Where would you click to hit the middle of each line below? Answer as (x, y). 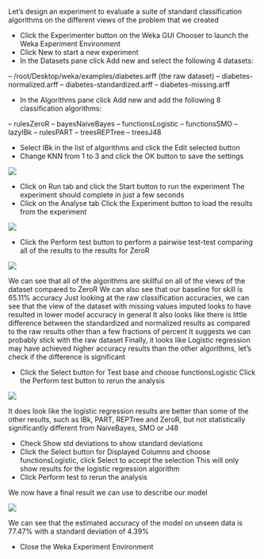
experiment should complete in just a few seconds (102, 195)
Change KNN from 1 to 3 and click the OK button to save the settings (132, 156)
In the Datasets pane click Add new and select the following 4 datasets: (136, 60)
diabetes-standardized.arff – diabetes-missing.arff (148, 84)
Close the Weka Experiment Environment (86, 547)
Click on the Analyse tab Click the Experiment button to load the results (136, 203)
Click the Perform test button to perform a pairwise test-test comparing (136, 242)
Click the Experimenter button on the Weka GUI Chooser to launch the (134, 35)
